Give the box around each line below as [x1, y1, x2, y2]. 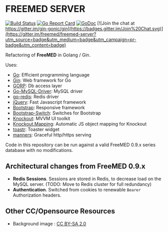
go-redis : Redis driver [12, 93, 59, 100]
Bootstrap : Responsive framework [12, 104, 85, 110]
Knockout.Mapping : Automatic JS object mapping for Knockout [12, 121, 147, 127]
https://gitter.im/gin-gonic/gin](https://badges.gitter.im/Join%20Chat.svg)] [5, 25, 163, 31]
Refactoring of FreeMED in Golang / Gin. [5, 52, 91, 58]
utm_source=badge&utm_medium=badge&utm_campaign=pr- [5, 36, 137, 43]
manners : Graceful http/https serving [12, 131, 91, 138]
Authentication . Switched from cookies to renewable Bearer [12, 186, 141, 192]
